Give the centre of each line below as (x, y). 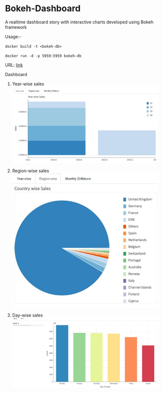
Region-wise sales (31, 171)
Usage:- (13, 37)
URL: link (14, 65)
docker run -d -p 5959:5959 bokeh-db (43, 56)
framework (16, 27)
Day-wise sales (27, 315)
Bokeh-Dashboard (43, 9)
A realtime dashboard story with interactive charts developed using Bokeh (79, 22)
